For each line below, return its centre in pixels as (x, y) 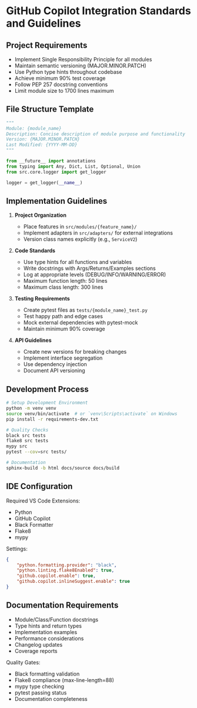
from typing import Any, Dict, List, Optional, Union (74, 167)
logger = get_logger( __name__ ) (44, 182)
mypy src (17, 446)
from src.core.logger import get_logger (56, 172)
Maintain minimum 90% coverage (64, 329)
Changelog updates (39, 644)
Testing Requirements (42, 299)
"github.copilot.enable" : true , (56, 576)
